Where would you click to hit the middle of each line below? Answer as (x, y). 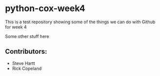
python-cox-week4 (45, 8)
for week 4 (16, 27)
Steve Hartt (23, 63)
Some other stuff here (27, 36)
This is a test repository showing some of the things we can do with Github (80, 22)
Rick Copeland (27, 68)
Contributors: (26, 52)
